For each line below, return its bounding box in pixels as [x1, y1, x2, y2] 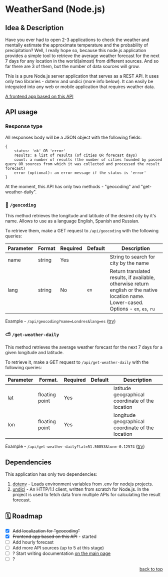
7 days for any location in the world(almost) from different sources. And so [5, 58, 159, 64]
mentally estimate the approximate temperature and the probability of [5, 42, 148, 48]
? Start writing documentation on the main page [12, 550, 111, 556]
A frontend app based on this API [5, 94, 73, 99]
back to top [139, 566, 163, 572]
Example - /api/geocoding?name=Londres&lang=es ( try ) [5, 318, 116, 324]
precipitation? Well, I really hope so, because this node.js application [5, 48, 146, 53]
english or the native [109, 286, 158, 294]
